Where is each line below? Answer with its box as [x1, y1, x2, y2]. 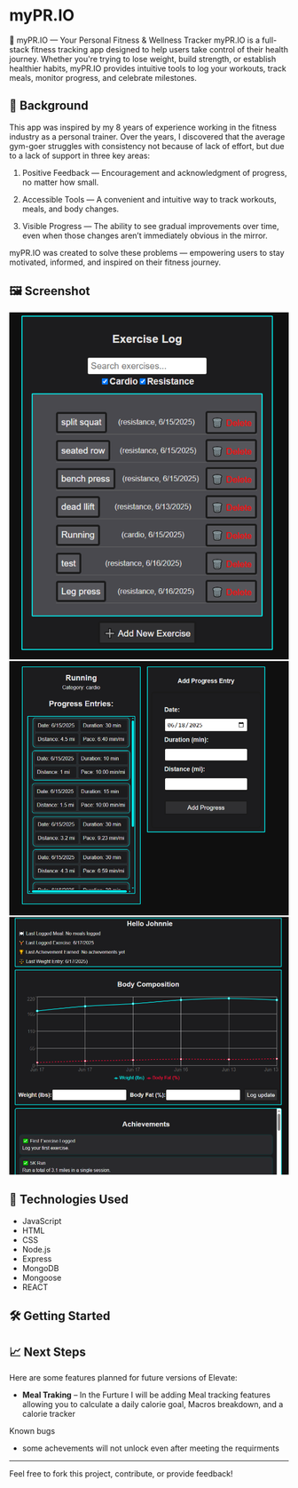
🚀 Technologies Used [9, 1192, 129, 1207]
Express [21, 1253, 52, 1264]
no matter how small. [21, 177, 99, 187]
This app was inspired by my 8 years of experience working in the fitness [9, 122, 278, 132]
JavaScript [21, 1215, 62, 1226]
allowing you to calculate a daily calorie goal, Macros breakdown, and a [21, 1399, 284, 1410]
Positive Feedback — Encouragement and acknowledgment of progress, [21, 167, 287, 178]
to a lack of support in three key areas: [9, 150, 151, 161]
